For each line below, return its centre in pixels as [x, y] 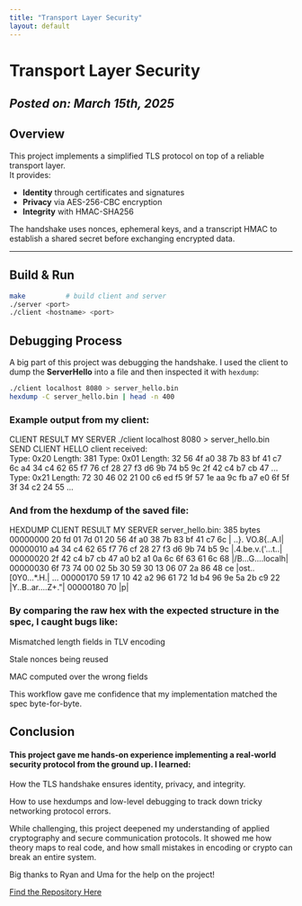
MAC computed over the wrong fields [79, 677]
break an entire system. [53, 857]
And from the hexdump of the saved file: [99, 511]
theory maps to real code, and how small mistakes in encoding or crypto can [151, 848]
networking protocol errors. [60, 812]
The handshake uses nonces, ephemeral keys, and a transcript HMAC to [143, 229]
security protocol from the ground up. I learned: [100, 764]
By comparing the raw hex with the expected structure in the [144, 611]
